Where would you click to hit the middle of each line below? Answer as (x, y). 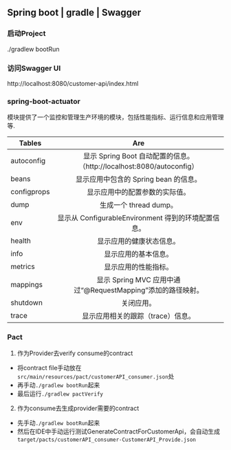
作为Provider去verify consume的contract (75, 353)
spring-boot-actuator (44, 101)
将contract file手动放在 (49, 367)
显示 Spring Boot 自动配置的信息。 (139, 156)
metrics (23, 267)
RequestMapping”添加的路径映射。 (147, 290)
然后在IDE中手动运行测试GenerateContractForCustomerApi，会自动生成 (118, 431)
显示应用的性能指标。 (139, 267)
